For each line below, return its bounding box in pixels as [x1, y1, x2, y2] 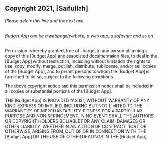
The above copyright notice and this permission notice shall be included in [5, 83, 154, 89]
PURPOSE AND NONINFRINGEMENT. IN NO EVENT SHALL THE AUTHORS [5, 113, 154, 119]
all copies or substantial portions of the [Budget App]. [5, 88, 113, 94]
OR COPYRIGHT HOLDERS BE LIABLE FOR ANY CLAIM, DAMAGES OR [5, 118, 146, 124]
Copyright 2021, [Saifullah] [5, 4, 88, 13]
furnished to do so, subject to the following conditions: [5, 74, 114, 80]
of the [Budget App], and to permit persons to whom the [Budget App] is [5, 68, 150, 75]
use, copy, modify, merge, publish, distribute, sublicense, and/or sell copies [5, 64, 156, 69]
